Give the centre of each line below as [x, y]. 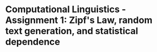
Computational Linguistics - [66, 9]
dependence [33, 42]
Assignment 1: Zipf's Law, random [79, 20]
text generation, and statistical [72, 31]
